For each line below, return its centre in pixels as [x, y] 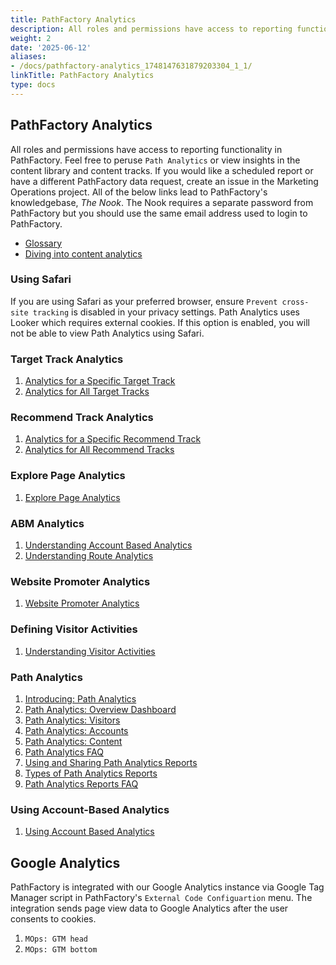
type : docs [33, 85]
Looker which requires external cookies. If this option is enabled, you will [160, 322]
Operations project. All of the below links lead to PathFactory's [139, 192]
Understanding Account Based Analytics [108, 545]
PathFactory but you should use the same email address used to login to [159, 213]
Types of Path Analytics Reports [91, 773]
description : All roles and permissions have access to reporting [151, 29]
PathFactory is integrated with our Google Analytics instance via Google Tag [167, 887]
